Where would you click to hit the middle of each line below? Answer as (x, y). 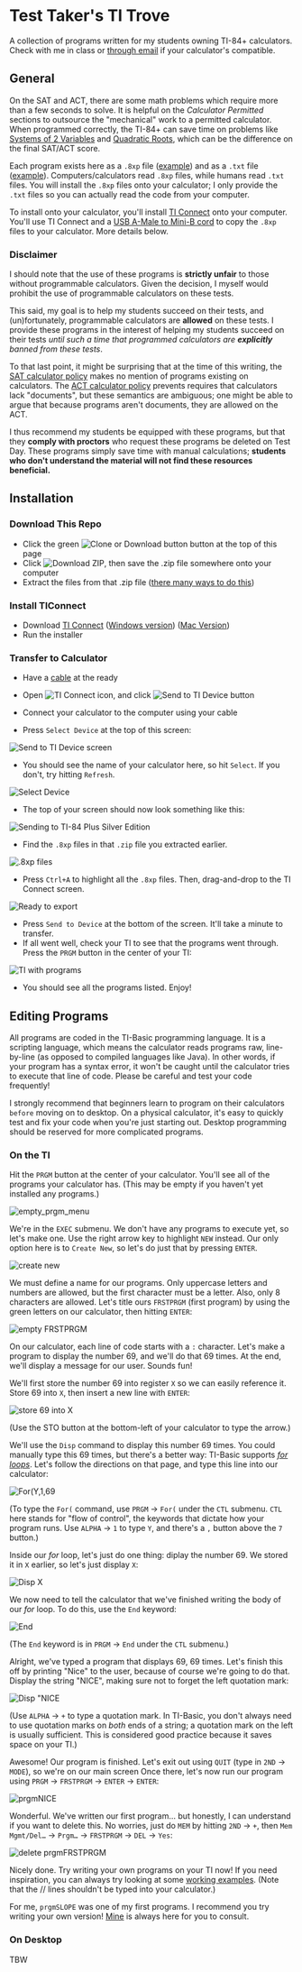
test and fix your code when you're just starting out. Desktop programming (148, 1123)
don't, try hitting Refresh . (69, 775)
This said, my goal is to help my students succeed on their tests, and (137, 311)
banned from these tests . (56, 349)
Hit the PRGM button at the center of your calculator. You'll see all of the (140, 1175)
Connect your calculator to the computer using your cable (130, 712)
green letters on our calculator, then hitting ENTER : (101, 1312)
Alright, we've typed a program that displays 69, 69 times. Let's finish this (146, 1662)
